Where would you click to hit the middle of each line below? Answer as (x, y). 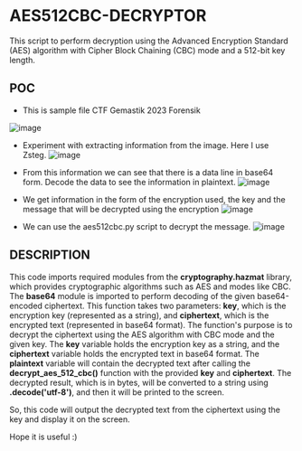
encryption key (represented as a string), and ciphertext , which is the (139, 315)
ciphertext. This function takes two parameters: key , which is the (165, 305)
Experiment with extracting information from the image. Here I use (146, 145)
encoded (26, 305)
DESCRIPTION (50, 255)
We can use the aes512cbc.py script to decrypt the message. (137, 226)
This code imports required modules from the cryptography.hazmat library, (151, 277)
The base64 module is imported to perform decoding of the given (132, 296)
